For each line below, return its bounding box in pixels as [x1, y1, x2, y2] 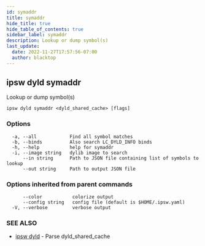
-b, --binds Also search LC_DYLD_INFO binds [12, 139, 152, 145]
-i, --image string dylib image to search [12, 150, 128, 156]
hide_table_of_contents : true [6, 26, 84, 33]
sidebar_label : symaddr [6, 32, 68, 38]
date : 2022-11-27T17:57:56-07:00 [12, 49, 98, 55]
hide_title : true [6, 20, 51, 26]
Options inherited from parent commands [6, 180, 133, 188]
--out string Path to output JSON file [22, 166, 136, 172]
